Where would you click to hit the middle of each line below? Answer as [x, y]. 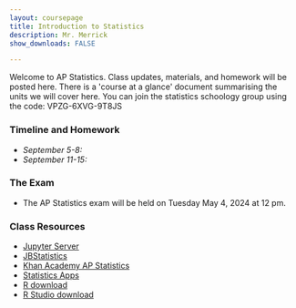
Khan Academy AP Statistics [76, 266]
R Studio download [58, 295]
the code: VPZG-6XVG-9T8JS [66, 107]
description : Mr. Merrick [58, 35]
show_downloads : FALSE [52, 43]
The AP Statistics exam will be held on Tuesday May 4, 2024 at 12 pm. [154, 202]
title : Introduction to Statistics [77, 26]
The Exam [32, 183]
